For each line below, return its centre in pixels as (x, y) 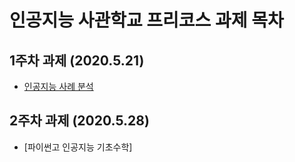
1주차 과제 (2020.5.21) (77, 60)
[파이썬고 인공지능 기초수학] (78, 147)
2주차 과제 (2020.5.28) (79, 121)
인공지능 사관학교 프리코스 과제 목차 (146, 20)
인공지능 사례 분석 (58, 86)
